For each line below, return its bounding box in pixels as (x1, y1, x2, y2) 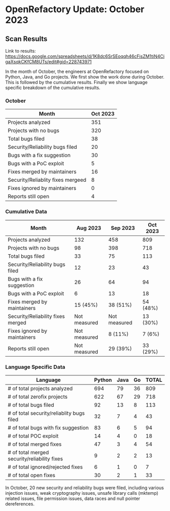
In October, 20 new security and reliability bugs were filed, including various (5, 485, 164, 491)
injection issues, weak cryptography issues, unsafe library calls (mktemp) (5, 490, 158, 496)
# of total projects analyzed (8, 385, 73, 392)
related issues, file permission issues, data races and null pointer (5, 495, 141, 501)
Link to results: (5, 48, 36, 54)
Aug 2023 (76, 224, 101, 231)
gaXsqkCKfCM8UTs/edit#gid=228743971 (5, 59, 92, 64)
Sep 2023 (110, 224, 135, 231)
